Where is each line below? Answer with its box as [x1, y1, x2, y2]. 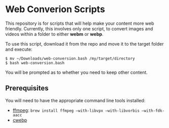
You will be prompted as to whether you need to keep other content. [5, 69, 148, 75]
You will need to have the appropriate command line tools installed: [5, 97, 146, 103]
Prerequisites [5, 84, 49, 93]
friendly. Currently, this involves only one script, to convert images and [5, 25, 153, 31]
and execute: [5, 46, 32, 52]
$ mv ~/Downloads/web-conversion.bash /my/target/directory [5, 56, 136, 61]
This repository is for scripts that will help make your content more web [5, 20, 154, 26]
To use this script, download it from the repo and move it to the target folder [5, 40, 164, 47]
